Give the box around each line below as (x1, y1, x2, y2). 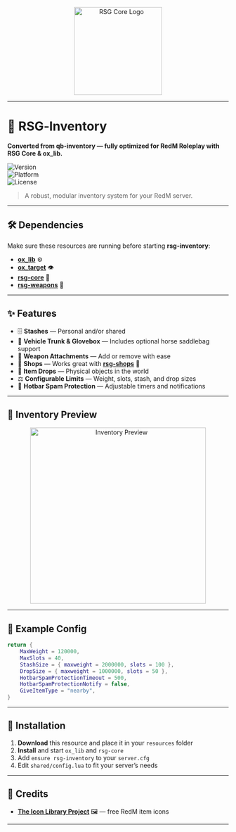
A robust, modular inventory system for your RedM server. (24, 191, 193, 200)
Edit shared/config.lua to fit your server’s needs (17, 761, 158, 769)
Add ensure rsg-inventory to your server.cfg (17, 753, 150, 762)
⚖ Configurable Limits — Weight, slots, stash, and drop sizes (17, 374, 197, 383)
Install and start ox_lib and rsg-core (17, 746, 124, 755)
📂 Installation (7, 720, 66, 732)
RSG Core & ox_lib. (7, 149, 63, 158)
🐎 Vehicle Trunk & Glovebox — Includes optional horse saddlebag (17, 336, 210, 345)
